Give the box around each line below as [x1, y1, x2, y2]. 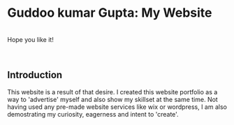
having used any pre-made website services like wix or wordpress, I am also [7, 103, 227, 111]
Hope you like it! [7, 35, 54, 43]
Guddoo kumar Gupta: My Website [7, 5, 212, 21]
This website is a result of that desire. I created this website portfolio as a [7, 87, 218, 96]
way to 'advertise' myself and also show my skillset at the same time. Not [7, 95, 218, 103]
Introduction [7, 69, 63, 81]
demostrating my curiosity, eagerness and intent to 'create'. [7, 110, 180, 118]
